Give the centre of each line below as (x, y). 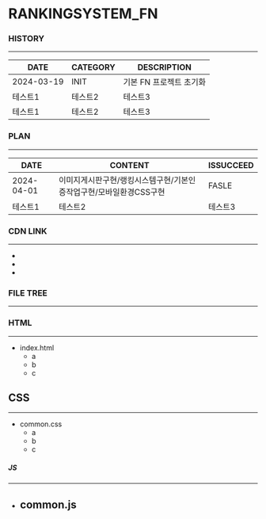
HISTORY (27, 39)
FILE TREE (28, 293)
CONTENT (129, 165)
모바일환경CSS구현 (131, 192)
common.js (48, 504)
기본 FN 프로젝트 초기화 (165, 82)
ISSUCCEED (231, 165)
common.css (41, 424)
